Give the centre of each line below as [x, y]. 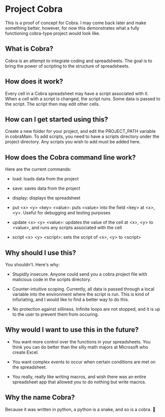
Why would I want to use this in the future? [72, 330]
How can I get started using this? [57, 119]
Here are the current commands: [38, 169]
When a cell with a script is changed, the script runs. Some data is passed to [83, 99]
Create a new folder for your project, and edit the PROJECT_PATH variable [81, 131]
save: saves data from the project [46, 188]
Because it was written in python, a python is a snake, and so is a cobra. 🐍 [81, 409]
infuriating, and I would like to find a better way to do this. [71, 299]
